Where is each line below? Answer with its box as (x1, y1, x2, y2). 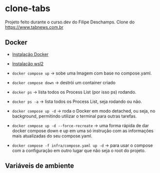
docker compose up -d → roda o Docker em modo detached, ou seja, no (12, 108, 156, 114)
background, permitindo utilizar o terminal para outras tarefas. (12, 113, 137, 119)
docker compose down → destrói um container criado (12, 79, 116, 85)
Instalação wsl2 (12, 60, 44, 66)
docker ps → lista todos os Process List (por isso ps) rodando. (12, 89, 137, 95)
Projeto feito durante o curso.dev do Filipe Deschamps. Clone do (5, 19, 135, 25)
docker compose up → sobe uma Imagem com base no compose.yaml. (12, 70, 152, 76)
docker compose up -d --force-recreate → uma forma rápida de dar (12, 122, 149, 128)
